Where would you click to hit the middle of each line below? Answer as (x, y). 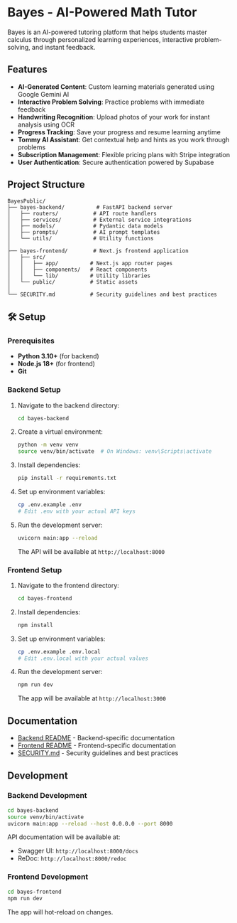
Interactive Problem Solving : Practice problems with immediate (111, 102)
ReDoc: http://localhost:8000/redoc (72, 858)
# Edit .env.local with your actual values (83, 658)
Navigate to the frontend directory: (68, 585)
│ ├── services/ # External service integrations (100, 220)
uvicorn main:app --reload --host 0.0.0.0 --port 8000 (90, 823)
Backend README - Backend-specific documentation (96, 738)
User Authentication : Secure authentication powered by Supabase (116, 162)
